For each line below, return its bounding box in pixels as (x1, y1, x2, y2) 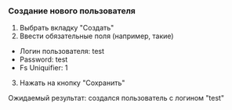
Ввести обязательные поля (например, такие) (19, 31, 174, 41)
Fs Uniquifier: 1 (19, 63, 68, 73)
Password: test (19, 55, 68, 64)
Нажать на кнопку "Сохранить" (19, 78, 125, 87)
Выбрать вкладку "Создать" (19, 23, 114, 33)
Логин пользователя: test (19, 47, 104, 56)
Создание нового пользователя (8, 5, 136, 16)
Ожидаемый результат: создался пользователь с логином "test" (8, 94, 225, 103)
